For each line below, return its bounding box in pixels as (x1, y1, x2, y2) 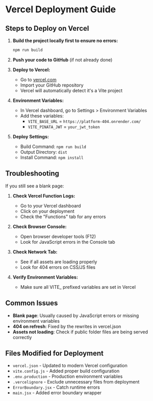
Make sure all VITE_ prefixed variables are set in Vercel (20, 284, 136, 290)
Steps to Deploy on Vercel (5, 24, 89, 33)
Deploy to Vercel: (12, 67, 50, 73)
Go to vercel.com (20, 76, 57, 82)
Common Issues (5, 299, 58, 308)
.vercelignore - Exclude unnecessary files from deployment (12, 379, 140, 385)
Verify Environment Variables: (12, 274, 78, 280)
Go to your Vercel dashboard (20, 202, 81, 208)
